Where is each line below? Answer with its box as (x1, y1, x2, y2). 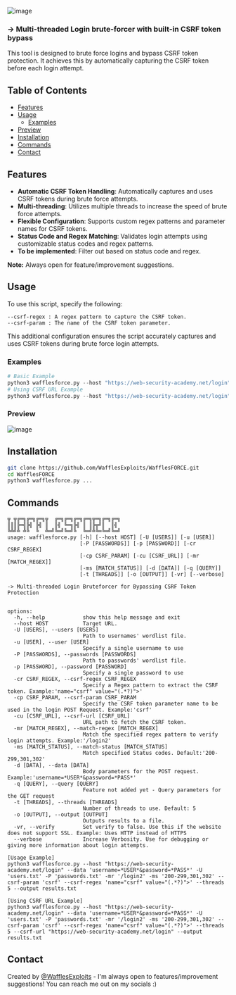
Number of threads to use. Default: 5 (82, 805, 197, 813)
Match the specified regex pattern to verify (82, 731, 218, 739)
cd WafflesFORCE (7, 470, 55, 478)
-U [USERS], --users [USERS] (13, 627, 99, 634)
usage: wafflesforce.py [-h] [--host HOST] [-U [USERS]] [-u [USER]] (7, 534, 216, 542)
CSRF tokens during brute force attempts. (17, 194, 138, 203)
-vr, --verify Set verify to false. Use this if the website (13, 824, 221, 831)
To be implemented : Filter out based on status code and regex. (17, 246, 202, 255)
